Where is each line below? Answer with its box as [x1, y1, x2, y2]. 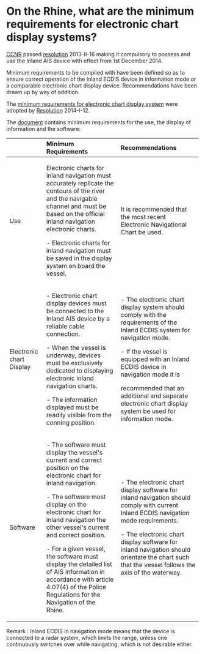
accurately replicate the [46, 179, 114, 187]
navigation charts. [46, 381, 98, 390]
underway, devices [46, 351, 101, 359]
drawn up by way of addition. [6, 88, 80, 95]
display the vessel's [46, 448, 103, 456]
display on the [46, 500, 87, 508]
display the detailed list [46, 560, 112, 568]
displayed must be [46, 403, 99, 411]
